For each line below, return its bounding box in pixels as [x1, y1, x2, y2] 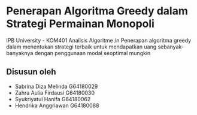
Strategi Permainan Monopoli [6, 17, 154, 31]
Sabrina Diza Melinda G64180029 [14, 83, 98, 90]
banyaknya [6, 49, 34, 56]
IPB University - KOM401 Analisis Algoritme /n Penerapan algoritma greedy [6, 37, 192, 44]
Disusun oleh [6, 67, 56, 77]
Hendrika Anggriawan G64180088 [14, 102, 100, 109]
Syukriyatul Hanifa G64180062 [14, 95, 91, 102]
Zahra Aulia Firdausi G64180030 [14, 89, 95, 96]
